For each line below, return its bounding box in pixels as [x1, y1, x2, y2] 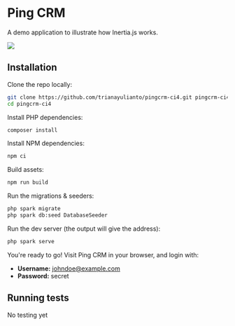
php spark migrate [7, 205, 61, 212]
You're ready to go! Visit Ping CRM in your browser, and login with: [7, 250, 199, 259]
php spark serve [7, 238, 55, 245]
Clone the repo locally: [7, 80, 72, 88]
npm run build [7, 179, 49, 186]
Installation [7, 62, 57, 74]
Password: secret [17, 271, 69, 280]
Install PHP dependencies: [7, 113, 83, 121]
